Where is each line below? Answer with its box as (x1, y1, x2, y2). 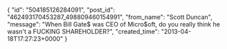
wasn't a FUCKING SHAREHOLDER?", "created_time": (7, 27, 160, 35)
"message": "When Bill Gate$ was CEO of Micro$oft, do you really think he (7, 20, 220, 28)
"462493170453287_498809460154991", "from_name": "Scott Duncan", (7, 13, 212, 21)
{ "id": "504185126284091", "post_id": (7, 6, 116, 14)
